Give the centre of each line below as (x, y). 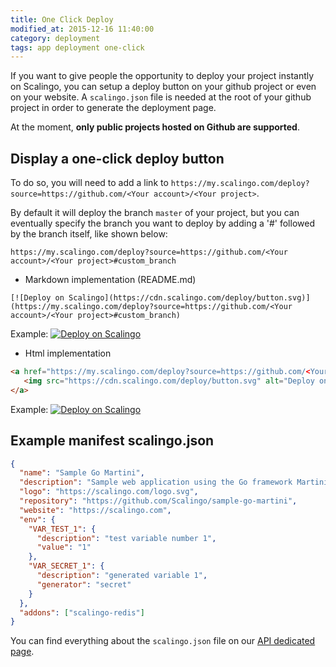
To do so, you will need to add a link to (89, 183)
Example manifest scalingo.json (112, 441)
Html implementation (68, 353)
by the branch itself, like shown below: (89, 234)
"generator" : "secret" (84, 584)
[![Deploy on (37, 298)
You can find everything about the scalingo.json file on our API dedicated (163, 641)
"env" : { (37, 519)
